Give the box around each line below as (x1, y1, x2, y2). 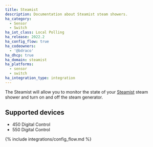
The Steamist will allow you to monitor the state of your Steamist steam (5, 89, 148, 95)
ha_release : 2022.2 (5, 35, 45, 40)
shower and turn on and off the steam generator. (5, 94, 103, 100)
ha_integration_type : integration (5, 75, 76, 80)
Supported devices (5, 108, 65, 117)
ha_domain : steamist (5, 57, 47, 62)
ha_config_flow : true (5, 39, 49, 44)
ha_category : (5, 16, 32, 21)
